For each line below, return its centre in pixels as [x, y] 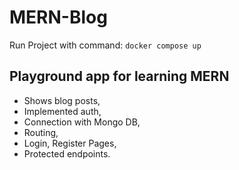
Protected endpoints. [67, 153]
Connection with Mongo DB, [82, 122]
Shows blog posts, [62, 100]
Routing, [41, 132]
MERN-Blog [58, 17]
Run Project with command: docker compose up [105, 45]
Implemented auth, [62, 111]
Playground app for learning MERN [119, 76]
